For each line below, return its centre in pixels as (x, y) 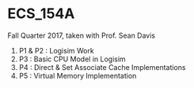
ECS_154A (41, 14)
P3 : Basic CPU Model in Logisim (72, 59)
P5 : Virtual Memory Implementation (78, 75)
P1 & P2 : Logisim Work (56, 50)
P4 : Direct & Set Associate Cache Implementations (102, 67)
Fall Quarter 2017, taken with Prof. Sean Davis (82, 35)
